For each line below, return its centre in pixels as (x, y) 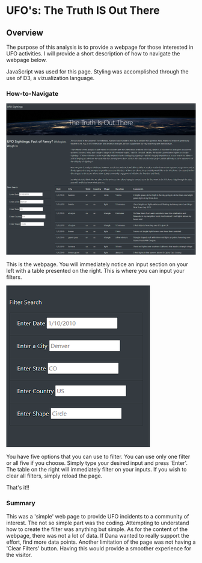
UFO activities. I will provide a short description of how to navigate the (93, 54)
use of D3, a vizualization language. (50, 78)
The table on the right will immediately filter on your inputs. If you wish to (96, 470)
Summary (21, 503)
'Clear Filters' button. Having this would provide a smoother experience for (99, 548)
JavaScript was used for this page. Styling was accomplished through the (97, 72)
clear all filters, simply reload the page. (54, 476)
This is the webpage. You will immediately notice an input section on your (97, 264)
